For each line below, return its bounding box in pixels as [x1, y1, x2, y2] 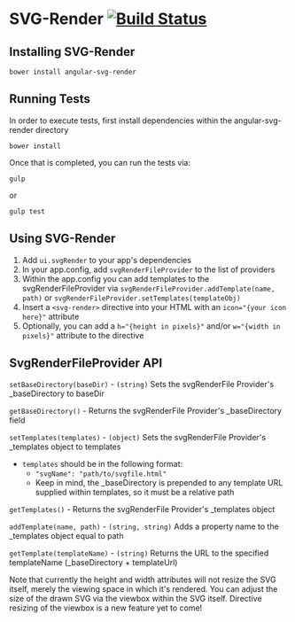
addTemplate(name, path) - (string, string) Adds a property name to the [9, 521, 279, 532]
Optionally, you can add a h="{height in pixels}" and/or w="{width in [21, 320, 281, 331]
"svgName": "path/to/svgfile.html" [35, 470, 167, 478]
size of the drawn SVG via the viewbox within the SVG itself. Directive [9, 594, 263, 604]
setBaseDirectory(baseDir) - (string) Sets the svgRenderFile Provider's [9, 379, 275, 390]
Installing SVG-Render [9, 44, 136, 59]
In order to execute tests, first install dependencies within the [9, 115, 233, 126]
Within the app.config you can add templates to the [21, 273, 210, 284]
